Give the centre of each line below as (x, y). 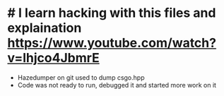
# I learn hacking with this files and (112, 13)
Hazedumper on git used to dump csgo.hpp (81, 77)
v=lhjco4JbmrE (54, 58)
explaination (45, 28)
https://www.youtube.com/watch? (112, 43)
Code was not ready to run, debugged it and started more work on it (117, 85)
